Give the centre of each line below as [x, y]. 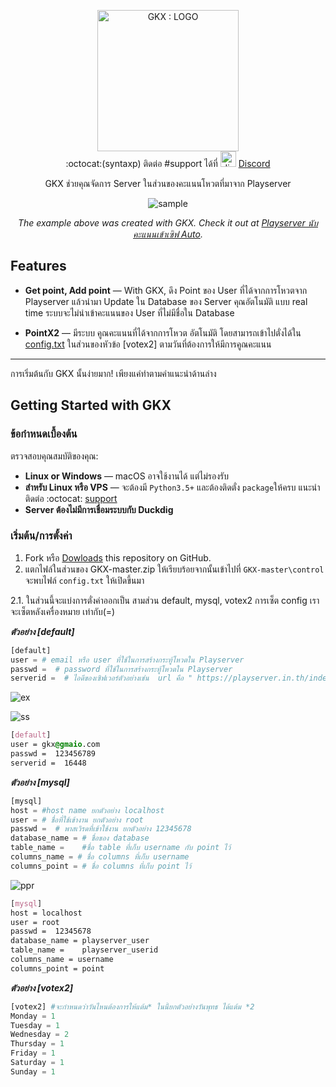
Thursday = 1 [37, 1044]
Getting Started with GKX [91, 405]
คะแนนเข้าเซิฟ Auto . [168, 234]
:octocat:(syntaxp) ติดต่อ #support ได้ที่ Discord [168, 163]
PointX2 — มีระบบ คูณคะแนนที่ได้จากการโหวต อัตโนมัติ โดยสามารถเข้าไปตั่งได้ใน [163, 332]
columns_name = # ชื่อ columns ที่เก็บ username [100, 857]
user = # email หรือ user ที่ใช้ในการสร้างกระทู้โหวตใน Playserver [127, 660]
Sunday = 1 [33, 1071]
